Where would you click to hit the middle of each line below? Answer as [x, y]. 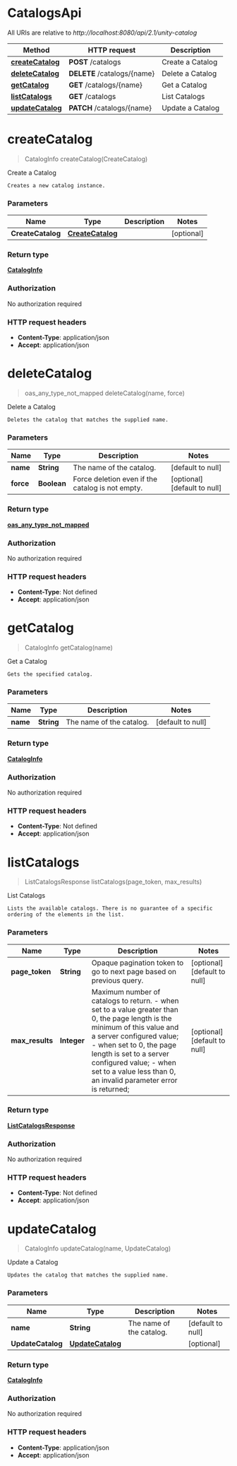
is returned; [110, 1089]
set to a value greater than [135, 1009]
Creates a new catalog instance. [56, 185]
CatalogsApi [44, 13]
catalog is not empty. [108, 488]
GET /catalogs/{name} [106, 85]
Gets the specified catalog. [50, 674]
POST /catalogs [95, 61]
